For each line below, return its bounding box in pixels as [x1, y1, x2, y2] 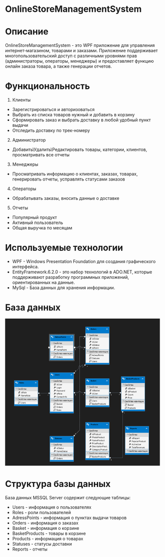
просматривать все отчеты [12, 152, 70, 158]
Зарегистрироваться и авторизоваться [12, 107, 95, 112]
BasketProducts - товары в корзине [12, 530, 86, 536]
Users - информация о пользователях [12, 504, 92, 510]
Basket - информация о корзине [12, 525, 80, 531]
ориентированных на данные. [12, 280, 75, 285]
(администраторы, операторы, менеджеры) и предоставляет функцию [5, 58, 154, 64]
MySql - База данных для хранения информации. [12, 285, 115, 291]
